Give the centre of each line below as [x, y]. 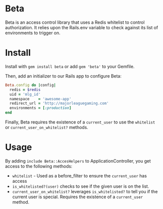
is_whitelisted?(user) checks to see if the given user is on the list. [81, 186]
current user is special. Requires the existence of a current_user [78, 197]
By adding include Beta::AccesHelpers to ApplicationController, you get [78, 161]
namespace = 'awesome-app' [40, 99]
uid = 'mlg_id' [25, 94]
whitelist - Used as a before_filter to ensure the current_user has [79, 175]
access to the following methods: [39, 166]
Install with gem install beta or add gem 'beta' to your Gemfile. [70, 66]
